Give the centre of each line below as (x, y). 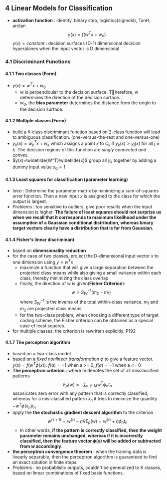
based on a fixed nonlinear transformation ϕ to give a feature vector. (83, 359)
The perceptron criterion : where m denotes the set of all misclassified (85, 370)
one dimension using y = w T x (43, 262)
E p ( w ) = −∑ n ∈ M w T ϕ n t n (87, 384)
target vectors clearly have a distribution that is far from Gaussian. (83, 228)
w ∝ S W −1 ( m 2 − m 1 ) (91, 292)
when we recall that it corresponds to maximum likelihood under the (84, 217)
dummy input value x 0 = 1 (39, 167)
